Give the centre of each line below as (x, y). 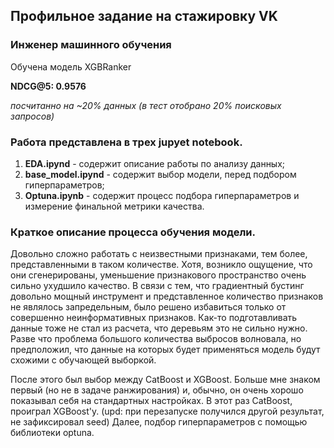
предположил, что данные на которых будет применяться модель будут (165, 350)
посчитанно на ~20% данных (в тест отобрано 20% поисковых (146, 105)
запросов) (32, 116)
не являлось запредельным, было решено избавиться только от (148, 307)
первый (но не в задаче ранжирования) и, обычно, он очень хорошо (157, 390)
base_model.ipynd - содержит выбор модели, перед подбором (160, 174)
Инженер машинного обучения (91, 45)
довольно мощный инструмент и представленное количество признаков (167, 296)
